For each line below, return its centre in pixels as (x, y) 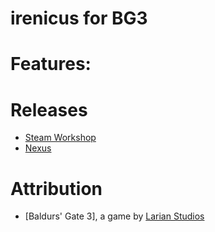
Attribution (56, 188)
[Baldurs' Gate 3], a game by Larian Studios (114, 216)
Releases (49, 109)
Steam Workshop (60, 138)
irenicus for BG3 (79, 18)
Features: (51, 64)
